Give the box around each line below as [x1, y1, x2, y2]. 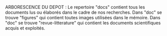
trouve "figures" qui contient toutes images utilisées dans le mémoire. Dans [5, 15, 161, 20]
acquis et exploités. [5, 25, 45, 31]
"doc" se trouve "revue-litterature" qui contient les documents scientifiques [5, 20, 161, 26]
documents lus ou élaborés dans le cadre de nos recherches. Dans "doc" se [5, 9, 162, 15]
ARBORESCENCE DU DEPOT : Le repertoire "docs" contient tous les [5, 4, 145, 10]
